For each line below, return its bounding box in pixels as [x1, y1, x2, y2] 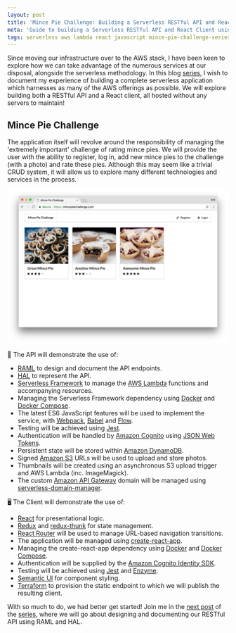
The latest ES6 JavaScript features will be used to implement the [17, 408, 205, 417]
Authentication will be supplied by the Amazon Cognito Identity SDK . [17, 558, 216, 567]
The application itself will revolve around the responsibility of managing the [7, 138, 225, 146]
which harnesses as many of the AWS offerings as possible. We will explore [7, 84, 227, 92]
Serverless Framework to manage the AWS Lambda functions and [17, 379, 209, 387]
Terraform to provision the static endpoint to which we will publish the [17, 581, 220, 589]
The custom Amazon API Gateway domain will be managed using [17, 476, 206, 484]
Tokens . [17, 439, 41, 447]
